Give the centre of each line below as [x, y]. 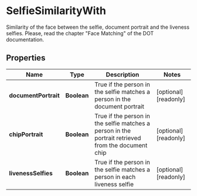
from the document [121, 145]
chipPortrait [26, 134]
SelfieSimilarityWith [56, 11]
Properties [26, 58]
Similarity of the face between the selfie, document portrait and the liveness [98, 27]
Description [123, 75]
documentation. [25, 39]
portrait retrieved [118, 138]
